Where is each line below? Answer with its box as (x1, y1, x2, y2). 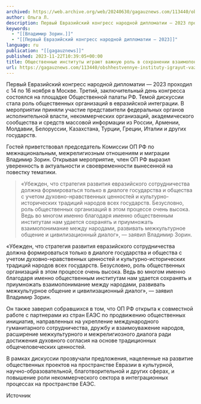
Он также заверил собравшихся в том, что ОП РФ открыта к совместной (6, 305, 193, 312)
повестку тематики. (6, 169, 57, 176)
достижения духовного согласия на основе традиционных (6, 337, 157, 344)
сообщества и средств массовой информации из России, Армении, (6, 119, 181, 126)
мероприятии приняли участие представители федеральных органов (6, 106, 184, 114)
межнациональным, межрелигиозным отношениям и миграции (6, 150, 170, 157)
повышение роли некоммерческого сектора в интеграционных (6, 374, 169, 381)
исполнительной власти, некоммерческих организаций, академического (6, 113, 194, 120)
